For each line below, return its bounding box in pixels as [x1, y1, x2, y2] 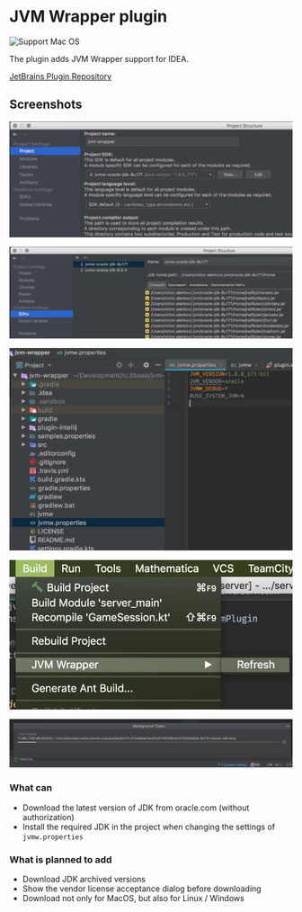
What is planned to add [9, 853, 112, 865]
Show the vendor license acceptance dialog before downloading [22, 883, 262, 894]
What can [9, 782, 52, 794]
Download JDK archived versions [22, 873, 147, 884]
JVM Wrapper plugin [9, 6, 168, 27]
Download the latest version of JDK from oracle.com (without [22, 802, 250, 813]
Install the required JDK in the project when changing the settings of [22, 821, 276, 832]
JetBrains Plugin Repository [9, 70, 112, 82]
